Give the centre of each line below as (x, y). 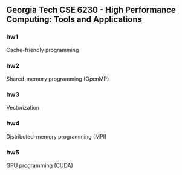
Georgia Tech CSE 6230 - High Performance (91, 10)
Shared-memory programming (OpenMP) (58, 79)
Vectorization (23, 108)
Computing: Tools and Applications (74, 20)
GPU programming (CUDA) (40, 165)
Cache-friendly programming (43, 50)
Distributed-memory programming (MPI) (57, 136)
